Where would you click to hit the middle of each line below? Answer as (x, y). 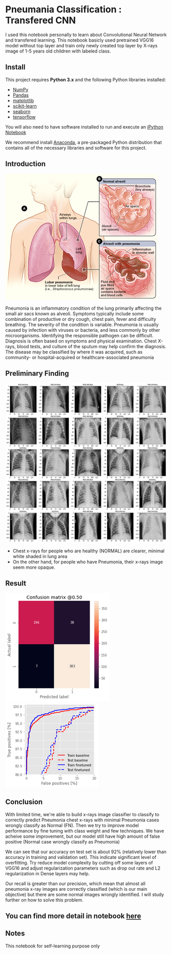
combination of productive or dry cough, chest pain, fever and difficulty (81, 319)
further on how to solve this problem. (44, 900)
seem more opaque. (34, 567)
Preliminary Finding (37, 373)
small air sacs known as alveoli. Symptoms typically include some (75, 313)
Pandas (21, 95)
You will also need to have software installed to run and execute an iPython (84, 127)
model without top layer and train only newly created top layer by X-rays (81, 45)
